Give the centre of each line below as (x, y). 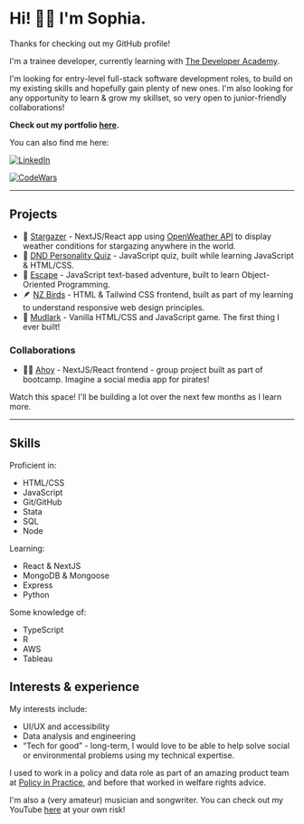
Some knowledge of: (48, 612)
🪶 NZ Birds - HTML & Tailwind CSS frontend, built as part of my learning (158, 294)
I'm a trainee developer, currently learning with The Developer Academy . (145, 61)
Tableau (38, 658)
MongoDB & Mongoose (66, 575)
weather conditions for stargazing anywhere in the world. (129, 246)
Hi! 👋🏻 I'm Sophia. (78, 19)
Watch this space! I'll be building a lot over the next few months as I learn (146, 397)
